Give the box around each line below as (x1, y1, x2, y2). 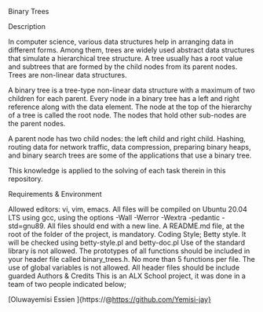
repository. (8, 174, 43, 183)
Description (8, 22, 46, 31)
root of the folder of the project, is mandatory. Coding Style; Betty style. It (8, 230, 247, 238)
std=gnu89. (8, 221, 46, 230)
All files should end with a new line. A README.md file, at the (46, 221, 245, 230)
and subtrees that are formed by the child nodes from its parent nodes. (8, 62, 238, 71)
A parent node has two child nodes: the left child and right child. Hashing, (8, 134, 246, 143)
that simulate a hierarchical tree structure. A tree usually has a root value (8, 54, 243, 63)
